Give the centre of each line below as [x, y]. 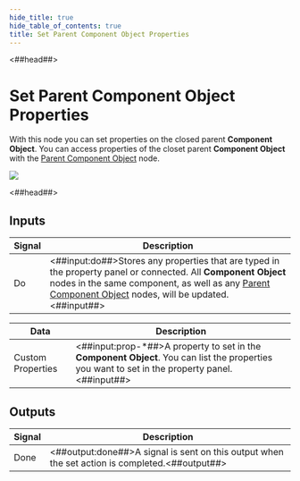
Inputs [28, 220]
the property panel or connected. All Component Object [168, 272]
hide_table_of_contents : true [66, 26]
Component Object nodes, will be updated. [139, 294]
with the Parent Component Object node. [85, 158]
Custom [30, 358]
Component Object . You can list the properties [174, 358]
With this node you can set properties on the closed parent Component [141, 139]
